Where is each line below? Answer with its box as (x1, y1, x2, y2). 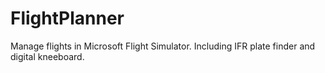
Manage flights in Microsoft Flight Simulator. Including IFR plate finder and (10, 40, 316, 52)
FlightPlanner (10, 7, 125, 30)
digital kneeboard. (10, 50, 85, 62)
